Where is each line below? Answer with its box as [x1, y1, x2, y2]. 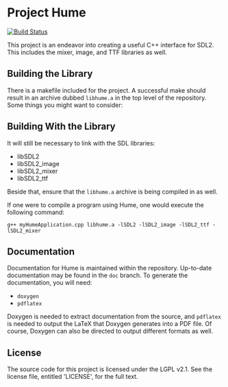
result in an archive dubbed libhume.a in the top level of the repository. [7, 93, 207, 102]
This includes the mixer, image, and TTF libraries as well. [7, 48, 168, 56]
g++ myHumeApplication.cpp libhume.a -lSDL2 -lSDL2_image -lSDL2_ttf [7, 221, 210, 228]
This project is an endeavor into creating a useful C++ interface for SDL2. [7, 40, 214, 49]
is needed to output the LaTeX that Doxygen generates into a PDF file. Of [7, 320, 212, 328]
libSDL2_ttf [16, 174, 49, 183]
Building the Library [7, 68, 93, 80]
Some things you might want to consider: [7, 101, 123, 109]
